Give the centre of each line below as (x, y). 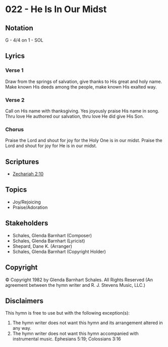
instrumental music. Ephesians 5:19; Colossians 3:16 (67, 339)
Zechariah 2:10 (28, 174)
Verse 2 (15, 100)
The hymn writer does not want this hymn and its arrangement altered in (88, 323)
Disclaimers (24, 301)
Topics (16, 190)
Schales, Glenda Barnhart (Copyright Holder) (59, 251)
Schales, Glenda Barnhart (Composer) (52, 235)
